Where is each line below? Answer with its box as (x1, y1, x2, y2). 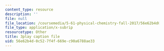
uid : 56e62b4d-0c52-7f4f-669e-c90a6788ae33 (5, 39, 95, 44)
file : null (5, 16, 27, 21)
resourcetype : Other (5, 30, 47, 34)
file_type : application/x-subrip (5, 25, 73, 30)
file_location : (5, 20, 36, 26)
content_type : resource (5, 7, 54, 12)
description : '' (5, 12, 38, 17)
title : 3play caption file (5, 34, 60, 39)
